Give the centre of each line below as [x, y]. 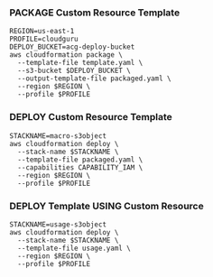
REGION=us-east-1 [42, 32]
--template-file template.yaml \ [80, 63]
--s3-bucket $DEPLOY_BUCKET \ [74, 71]
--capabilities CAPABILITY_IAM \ [80, 167]
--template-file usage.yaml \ [74, 248]
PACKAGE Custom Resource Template [95, 13]
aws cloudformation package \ [66, 55]
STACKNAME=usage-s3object [58, 224]
